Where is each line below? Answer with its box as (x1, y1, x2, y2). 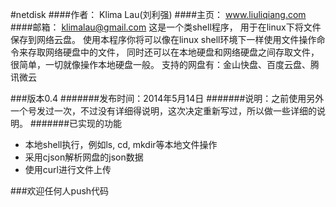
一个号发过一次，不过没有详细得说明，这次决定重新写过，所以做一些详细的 (10, 105, 317, 117)
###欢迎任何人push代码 (10, 185, 110, 197)
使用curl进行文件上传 (24, 164, 112, 175)
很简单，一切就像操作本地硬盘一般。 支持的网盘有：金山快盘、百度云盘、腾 (10, 59, 320, 70)
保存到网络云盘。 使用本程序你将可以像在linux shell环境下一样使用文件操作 (10, 34, 317, 45)
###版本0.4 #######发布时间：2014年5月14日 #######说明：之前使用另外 (10, 93, 325, 104)
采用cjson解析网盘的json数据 (24, 151, 144, 163)
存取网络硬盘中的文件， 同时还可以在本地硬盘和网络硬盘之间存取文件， (27, 46, 320, 58)
